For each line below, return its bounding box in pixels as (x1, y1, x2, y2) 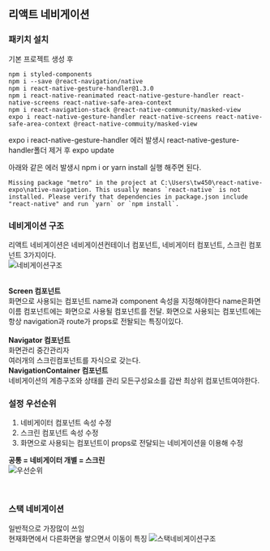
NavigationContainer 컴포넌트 (8, 365, 109, 375)
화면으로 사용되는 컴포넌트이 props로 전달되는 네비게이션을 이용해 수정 (19, 438, 243, 448)
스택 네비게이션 (8, 503, 65, 515)
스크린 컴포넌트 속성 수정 (19, 428, 99, 438)
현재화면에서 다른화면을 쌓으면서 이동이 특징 (8, 533, 148, 543)
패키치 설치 (8, 34, 49, 45)
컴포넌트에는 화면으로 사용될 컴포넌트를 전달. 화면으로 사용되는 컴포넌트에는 (23, 306, 262, 316)
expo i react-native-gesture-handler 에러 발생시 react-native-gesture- (8, 135, 240, 144)
